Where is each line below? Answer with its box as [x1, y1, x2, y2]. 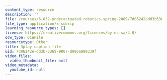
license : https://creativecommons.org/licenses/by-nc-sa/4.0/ [5, 30, 137, 35]
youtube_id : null [9, 68, 46, 73]
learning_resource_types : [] [5, 26, 66, 31]
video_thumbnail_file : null [9, 58, 68, 63]
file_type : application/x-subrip [5, 21, 75, 26]
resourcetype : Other [5, 40, 48, 45]
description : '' [5, 12, 39, 17]
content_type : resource [5, 7, 55, 12]
